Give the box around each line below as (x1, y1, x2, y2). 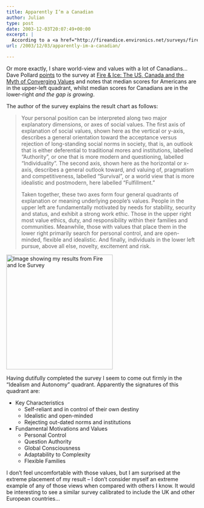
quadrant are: (6, 387, 41, 394)
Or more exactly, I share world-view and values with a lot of (6, 64, 155, 72)
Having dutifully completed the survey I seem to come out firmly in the (6, 374, 182, 381)
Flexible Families (24, 457, 66, 464)
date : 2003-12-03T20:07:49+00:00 (6, 26, 91, 32)
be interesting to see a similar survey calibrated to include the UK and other (6, 488, 195, 496)
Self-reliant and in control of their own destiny (24, 405, 140, 412)
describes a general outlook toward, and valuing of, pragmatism (34, 165, 194, 173)
